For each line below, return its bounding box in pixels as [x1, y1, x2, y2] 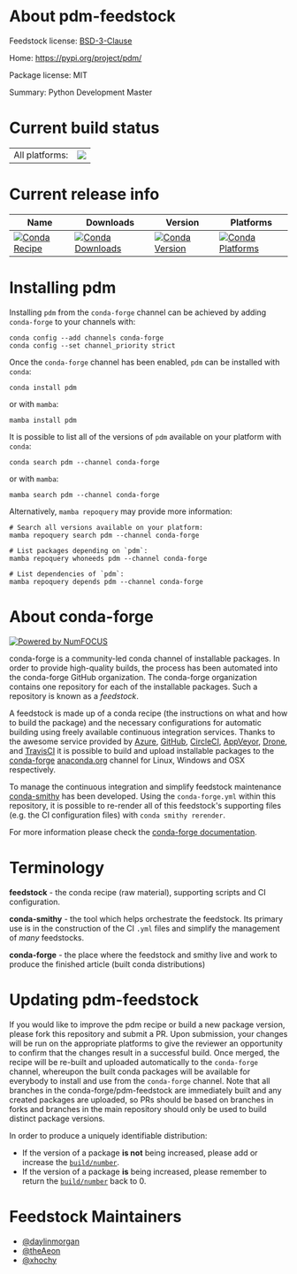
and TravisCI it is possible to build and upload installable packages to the [9, 745, 275, 756]
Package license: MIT [9, 69, 88, 81]
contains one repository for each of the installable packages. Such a [9, 681, 258, 692]
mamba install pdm [9, 416, 77, 425]
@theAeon [21, 1245, 61, 1255]
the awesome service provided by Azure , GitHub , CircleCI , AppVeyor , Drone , [9, 736, 288, 747]
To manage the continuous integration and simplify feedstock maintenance [9, 781, 282, 792]
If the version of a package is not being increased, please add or [21, 1147, 258, 1158]
